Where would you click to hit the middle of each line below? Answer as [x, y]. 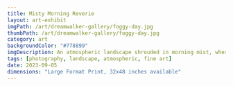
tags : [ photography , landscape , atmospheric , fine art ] [89, 59]
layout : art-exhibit [37, 20]
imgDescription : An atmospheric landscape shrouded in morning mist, [110, 53]
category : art [28, 40]
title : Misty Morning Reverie [51, 14]
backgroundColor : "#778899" [48, 46]
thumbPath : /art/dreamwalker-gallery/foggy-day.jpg [83, 33]
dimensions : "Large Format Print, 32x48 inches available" [94, 71]
